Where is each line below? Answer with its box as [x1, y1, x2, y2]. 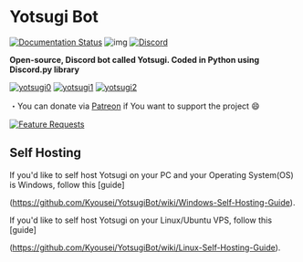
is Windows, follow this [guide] [9, 179, 125, 190]
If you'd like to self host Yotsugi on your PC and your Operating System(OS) [9, 169, 294, 180]
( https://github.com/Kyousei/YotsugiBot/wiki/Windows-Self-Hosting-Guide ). [9, 196, 296, 207]
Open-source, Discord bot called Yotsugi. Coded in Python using [9, 54, 260, 65]
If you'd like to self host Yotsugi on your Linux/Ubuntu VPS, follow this [9, 215, 272, 225]
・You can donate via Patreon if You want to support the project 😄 [9, 100, 260, 111]
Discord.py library [9, 64, 80, 75]
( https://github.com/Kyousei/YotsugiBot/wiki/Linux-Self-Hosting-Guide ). [9, 242, 281, 253]
